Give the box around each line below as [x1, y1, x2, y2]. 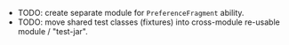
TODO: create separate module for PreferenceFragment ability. [17, 8, 245, 18]
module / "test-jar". [17, 26, 88, 36]
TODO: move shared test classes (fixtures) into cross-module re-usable [17, 17, 280, 27]
